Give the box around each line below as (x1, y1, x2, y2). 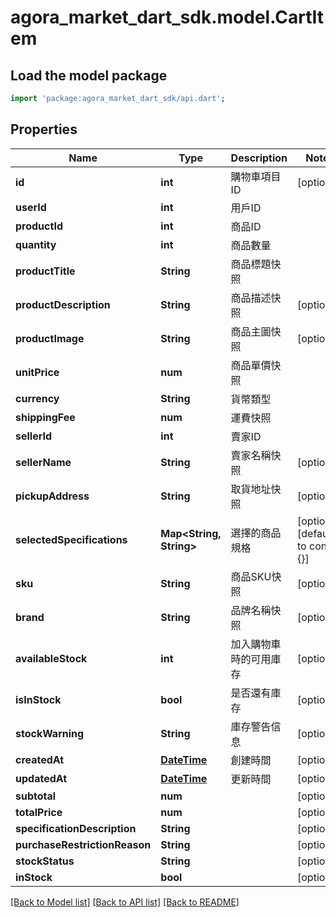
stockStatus (15, 854, 75, 868)
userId (15, 200, 47, 214)
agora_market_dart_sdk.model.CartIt (10, 6, 325, 29)
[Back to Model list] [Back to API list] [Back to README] (10, 896, 240, 908)
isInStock (15, 692, 62, 706)
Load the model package (10, 67, 168, 84)
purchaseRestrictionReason (15, 837, 152, 851)
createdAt (15, 752, 65, 766)
